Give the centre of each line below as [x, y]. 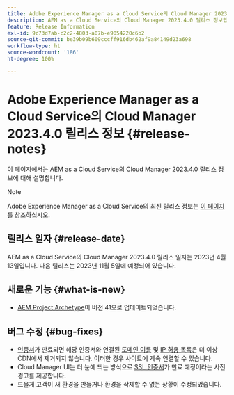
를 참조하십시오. [29, 215]
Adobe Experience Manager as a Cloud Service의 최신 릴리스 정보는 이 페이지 [116, 206]
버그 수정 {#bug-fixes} [55, 331]
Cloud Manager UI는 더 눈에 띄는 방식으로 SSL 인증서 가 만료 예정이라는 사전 [121, 367]
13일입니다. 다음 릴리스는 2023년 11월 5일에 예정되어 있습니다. [92, 266]
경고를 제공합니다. [41, 376]
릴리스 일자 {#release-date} [66, 239]
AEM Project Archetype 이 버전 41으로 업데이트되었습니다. [97, 307]
